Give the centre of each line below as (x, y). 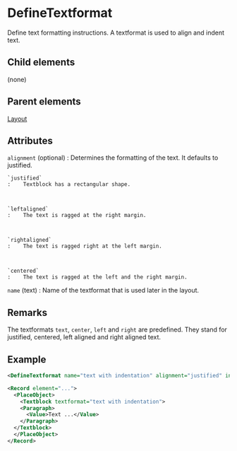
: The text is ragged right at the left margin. (85, 246)
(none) (17, 79)
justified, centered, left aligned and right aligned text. (84, 337)
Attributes (30, 140)
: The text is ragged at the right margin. (77, 216)
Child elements (41, 63)
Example (27, 359)
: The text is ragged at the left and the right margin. (98, 277)
